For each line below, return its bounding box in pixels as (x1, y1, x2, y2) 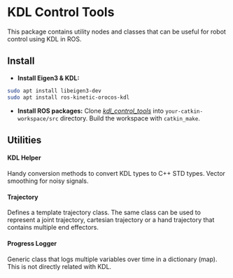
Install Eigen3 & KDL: (17, 74, 80, 82)
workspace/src (17, 115, 59, 123)
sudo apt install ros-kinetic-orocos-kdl (7, 94, 130, 101)
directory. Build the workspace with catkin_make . (59, 113, 201, 123)
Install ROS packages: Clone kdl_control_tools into (17, 106, 164, 115)
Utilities (7, 134, 42, 146)
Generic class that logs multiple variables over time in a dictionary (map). (7, 255, 218, 263)
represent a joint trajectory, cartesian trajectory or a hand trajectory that (7, 216, 215, 224)
